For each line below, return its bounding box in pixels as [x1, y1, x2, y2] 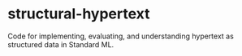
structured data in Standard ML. [7, 39, 115, 49]
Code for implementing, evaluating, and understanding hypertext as [7, 31, 235, 41]
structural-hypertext [7, 5, 150, 23]
